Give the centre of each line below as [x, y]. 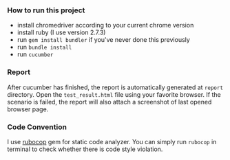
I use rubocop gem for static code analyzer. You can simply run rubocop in [112, 141]
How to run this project [46, 10]
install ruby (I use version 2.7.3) [61, 32]
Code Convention [37, 127]
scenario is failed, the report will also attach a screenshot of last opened [109, 102]
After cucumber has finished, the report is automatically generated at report [115, 87]
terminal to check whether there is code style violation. [85, 149]
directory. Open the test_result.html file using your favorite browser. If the [114, 94]
